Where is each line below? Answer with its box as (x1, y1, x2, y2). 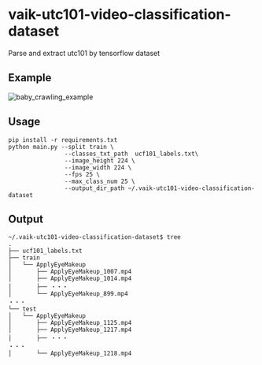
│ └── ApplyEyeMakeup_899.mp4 (8, 290, 128, 298)
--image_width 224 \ (64, 163, 132, 171)
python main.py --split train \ (8, 143, 114, 151)
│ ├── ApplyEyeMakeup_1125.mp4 (8, 319, 132, 327)
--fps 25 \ (64, 170, 101, 178)
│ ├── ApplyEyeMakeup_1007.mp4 (8, 268, 132, 276)
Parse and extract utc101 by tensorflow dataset (8, 48, 161, 58)
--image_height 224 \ (64, 156, 135, 165)
